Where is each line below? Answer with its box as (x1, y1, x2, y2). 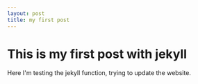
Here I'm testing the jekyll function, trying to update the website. (7, 69, 191, 77)
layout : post (7, 10, 45, 17)
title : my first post (7, 17, 70, 23)
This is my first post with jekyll (7, 46, 188, 62)
